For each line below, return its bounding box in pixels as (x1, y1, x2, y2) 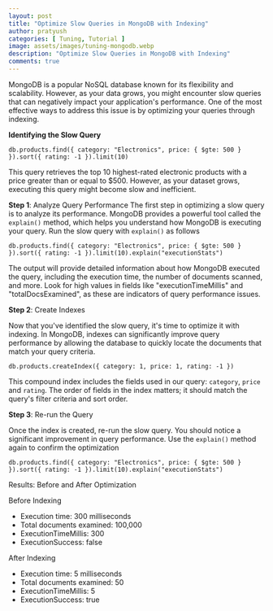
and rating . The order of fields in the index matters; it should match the (8, 385, 248, 395)
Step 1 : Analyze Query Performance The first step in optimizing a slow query (8, 200, 265, 210)
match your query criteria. (8, 347, 96, 356)
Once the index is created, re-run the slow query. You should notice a (8, 425, 241, 435)
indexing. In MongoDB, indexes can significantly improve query (8, 329, 220, 338)
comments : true (8, 58, 60, 66)
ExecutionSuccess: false (19, 537, 103, 547)
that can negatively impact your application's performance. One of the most (8, 97, 262, 107)
